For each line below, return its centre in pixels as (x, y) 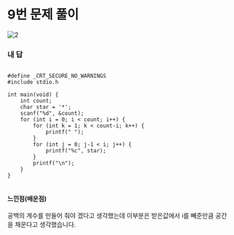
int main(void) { (33, 95)
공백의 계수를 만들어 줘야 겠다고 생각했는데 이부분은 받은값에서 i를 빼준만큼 (111, 216)
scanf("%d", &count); (52, 114)
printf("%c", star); (76, 151)
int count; (36, 101)
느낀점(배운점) (27, 198)
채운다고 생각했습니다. (45, 224)
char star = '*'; (46, 108)
